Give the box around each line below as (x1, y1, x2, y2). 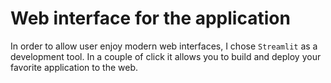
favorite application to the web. (10, 61, 139, 73)
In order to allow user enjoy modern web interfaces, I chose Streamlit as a (10, 40, 318, 52)
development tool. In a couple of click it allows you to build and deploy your (10, 50, 322, 62)
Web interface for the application (10, 7, 291, 30)
